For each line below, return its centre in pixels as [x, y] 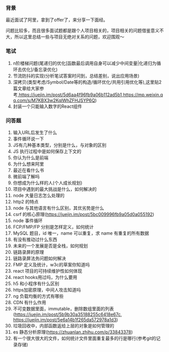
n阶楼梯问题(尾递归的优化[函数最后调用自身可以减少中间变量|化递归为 [85, 63]
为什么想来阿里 [28, 164]
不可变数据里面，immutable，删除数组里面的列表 [63, 309]
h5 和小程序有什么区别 [36, 284]
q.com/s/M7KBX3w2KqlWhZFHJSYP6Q [54, 100]
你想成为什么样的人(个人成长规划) [48, 183]
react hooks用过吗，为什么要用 [45, 277]
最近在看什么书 [28, 170]
